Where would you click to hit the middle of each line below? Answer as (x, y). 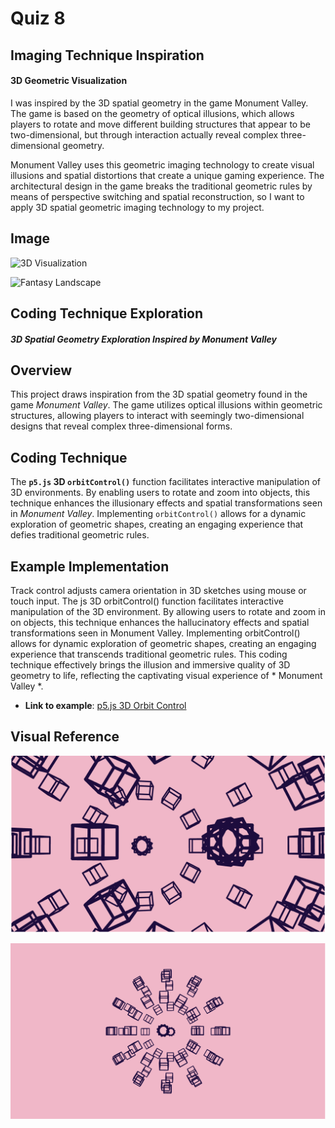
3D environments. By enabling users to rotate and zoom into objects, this (160, 493)
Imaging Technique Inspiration (107, 55)
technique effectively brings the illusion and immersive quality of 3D (150, 665)
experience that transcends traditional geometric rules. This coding (149, 654)
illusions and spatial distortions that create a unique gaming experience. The (167, 175)
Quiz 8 (38, 18)
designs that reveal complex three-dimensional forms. (121, 426)
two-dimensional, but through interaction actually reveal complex (144, 134)
